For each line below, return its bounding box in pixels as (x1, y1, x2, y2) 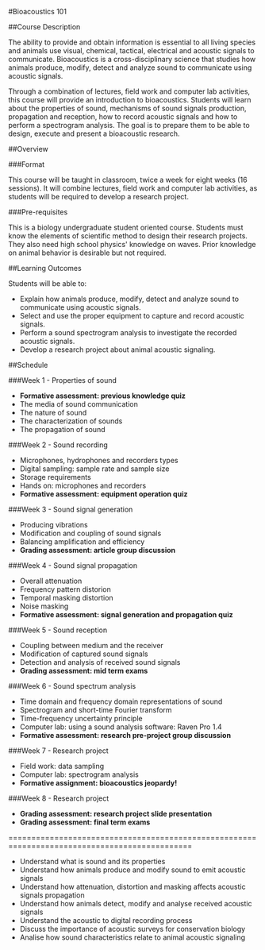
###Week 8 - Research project (8, 794, 109, 803)
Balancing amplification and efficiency (19, 537, 145, 546)
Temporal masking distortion (19, 593, 113, 602)
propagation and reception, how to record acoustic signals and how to (8, 112, 238, 122)
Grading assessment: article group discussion (19, 546, 176, 554)
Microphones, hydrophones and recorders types (19, 456, 179, 465)
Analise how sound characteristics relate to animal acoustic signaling (19, 933, 246, 942)
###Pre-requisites (8, 207, 68, 217)
